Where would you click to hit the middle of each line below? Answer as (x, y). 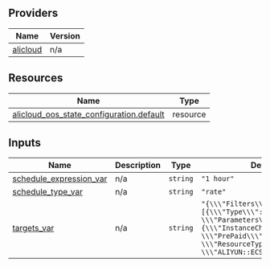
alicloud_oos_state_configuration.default (88, 114)
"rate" (214, 192)
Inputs (25, 143)
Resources (36, 78)
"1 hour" (218, 179)
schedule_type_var (47, 192)
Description (138, 166)
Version (65, 35)
